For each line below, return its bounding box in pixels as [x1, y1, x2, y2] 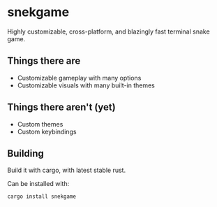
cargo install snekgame [7, 193, 77, 200]
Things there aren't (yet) [7, 101, 117, 113]
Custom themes [17, 120, 63, 128]
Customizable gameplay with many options [17, 73, 142, 82]
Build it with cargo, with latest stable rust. [7, 166, 126, 175]
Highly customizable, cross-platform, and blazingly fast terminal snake [7, 27, 211, 36]
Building [7, 148, 44, 159]
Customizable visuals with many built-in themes [17, 81, 156, 90]
